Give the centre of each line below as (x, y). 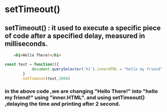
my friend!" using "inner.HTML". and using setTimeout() (75, 98)
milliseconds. (26, 44)
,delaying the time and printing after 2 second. (63, 104)
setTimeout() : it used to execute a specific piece (83, 28)
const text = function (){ (32, 64)
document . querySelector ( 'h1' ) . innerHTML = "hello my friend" (97, 69)
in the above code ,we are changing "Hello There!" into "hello (81, 91)
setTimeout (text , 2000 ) (47, 78)
